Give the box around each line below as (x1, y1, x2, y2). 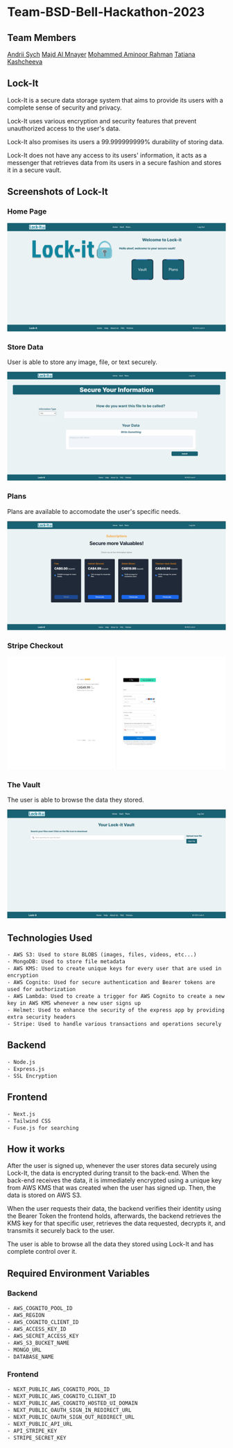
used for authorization (7, 985, 76, 992)
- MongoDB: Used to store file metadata (7, 958, 126, 965)
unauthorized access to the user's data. (7, 124, 121, 132)
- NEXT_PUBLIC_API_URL (7, 1421, 73, 1428)
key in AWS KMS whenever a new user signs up (7, 999, 141, 1006)
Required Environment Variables (7, 1267, 150, 1279)
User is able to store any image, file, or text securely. (7, 358, 158, 366)
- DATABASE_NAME (7, 1354, 54, 1361)
